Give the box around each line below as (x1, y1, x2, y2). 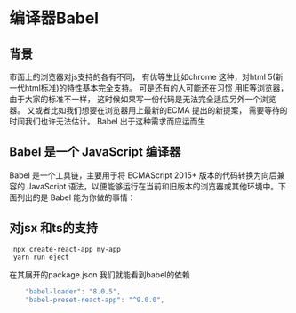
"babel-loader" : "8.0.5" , (25, 286, 122, 296)
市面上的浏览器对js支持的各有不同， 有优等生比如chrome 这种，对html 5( (9, 72, 276, 82)
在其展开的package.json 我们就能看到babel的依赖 (9, 269, 190, 280)
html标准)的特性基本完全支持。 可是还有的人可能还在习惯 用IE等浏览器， (24, 83, 289, 93)
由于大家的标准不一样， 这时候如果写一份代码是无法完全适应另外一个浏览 (9, 94, 276, 104)
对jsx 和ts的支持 (9, 221, 98, 236)
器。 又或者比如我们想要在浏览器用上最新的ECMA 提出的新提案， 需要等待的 (9, 105, 288, 116)
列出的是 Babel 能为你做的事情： (16, 192, 136, 203)
